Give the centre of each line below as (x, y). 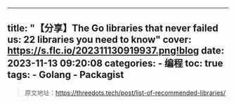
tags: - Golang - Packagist (66, 75)
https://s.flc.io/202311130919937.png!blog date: (116, 51)
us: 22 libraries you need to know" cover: (99, 40)
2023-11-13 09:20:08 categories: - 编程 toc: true (115, 64)
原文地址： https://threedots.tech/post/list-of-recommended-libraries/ (125, 93)
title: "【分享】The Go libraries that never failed (113, 28)
